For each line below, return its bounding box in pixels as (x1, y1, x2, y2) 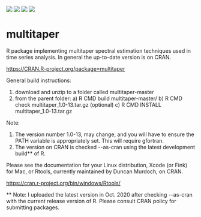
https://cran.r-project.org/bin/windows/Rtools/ (6, 179, 121, 186)
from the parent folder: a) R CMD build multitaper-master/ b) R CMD (14, 95, 183, 102)
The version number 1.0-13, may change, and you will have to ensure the (14, 131, 194, 138)
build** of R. (14, 150, 46, 157)
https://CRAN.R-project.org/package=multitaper (6, 65, 125, 72)
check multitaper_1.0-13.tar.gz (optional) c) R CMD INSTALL (14, 101, 162, 108)
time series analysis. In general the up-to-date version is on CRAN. (6, 53, 171, 61)
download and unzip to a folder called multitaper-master (14, 88, 154, 95)
